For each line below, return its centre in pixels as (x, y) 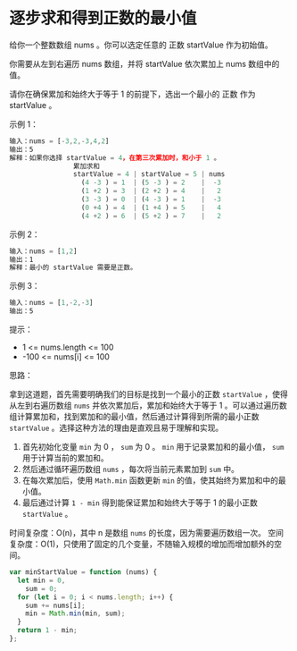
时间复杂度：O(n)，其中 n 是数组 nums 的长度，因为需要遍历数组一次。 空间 (146, 533)
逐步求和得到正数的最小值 (103, 18)
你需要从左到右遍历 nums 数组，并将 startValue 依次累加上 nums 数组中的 (144, 63)
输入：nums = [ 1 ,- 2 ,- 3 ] (51, 303)
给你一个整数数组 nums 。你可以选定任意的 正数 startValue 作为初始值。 (141, 45)
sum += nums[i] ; (56, 605)
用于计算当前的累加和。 (65, 458)
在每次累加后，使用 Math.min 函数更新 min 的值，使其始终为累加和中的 (150, 480)
